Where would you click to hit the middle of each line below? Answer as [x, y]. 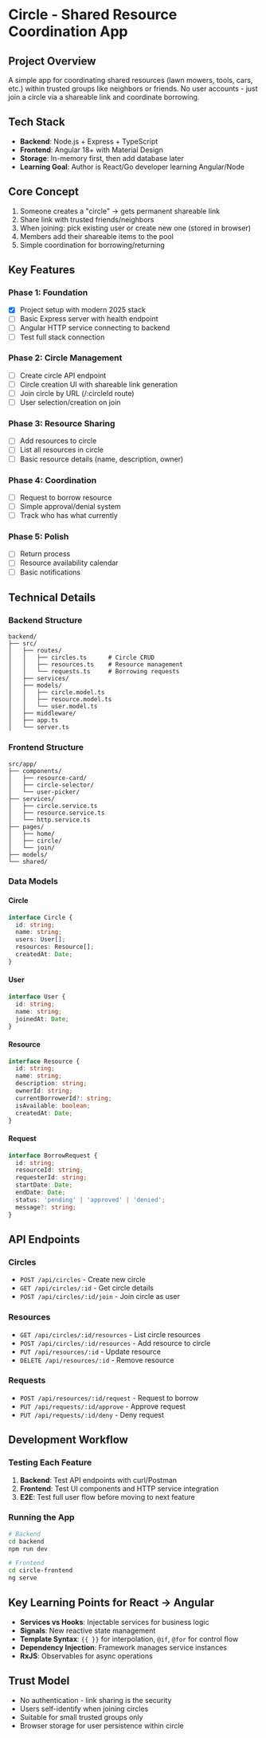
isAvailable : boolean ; [53, 1105]
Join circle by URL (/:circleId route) [77, 393]
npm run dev [28, 1549]
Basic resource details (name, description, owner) [102, 459]
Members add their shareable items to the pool [96, 236]
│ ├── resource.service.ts [57, 813]
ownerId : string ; [44, 1091]
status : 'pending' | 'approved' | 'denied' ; [90, 1200]
